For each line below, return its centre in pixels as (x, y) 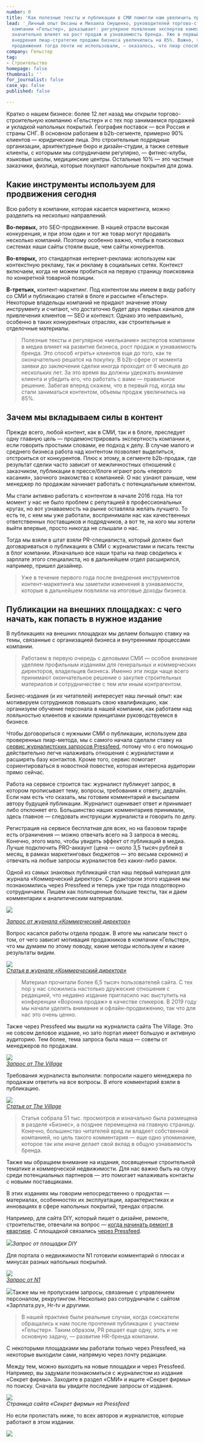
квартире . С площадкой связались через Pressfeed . (74, 1231)
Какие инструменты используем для (81, 185)
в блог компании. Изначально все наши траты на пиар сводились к (94, 553)
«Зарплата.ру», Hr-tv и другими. (48, 1305)
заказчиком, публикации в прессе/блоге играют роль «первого (89, 471)
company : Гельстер (29, 52)
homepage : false (27, 68)
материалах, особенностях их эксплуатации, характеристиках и (90, 1200)
